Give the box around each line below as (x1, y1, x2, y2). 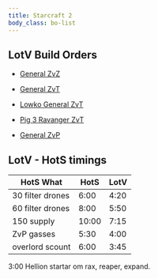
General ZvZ (19, 69, 61, 79)
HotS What (21, 177, 63, 188)
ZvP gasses (12, 228, 56, 239)
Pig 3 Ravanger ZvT (19, 115, 85, 125)
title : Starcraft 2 (8, 11, 73, 20)
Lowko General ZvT (19, 100, 84, 109)
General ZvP (19, 130, 61, 140)
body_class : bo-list (8, 19, 77, 27)
